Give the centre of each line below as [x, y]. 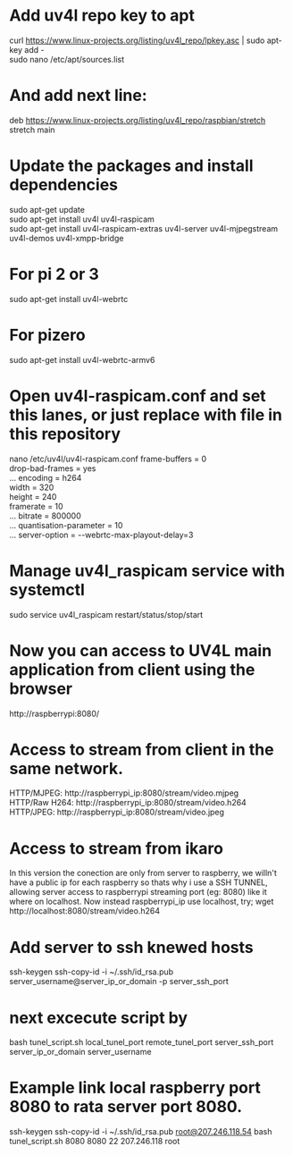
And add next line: [78, 96]
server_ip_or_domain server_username [80, 1052]
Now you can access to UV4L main [141, 650]
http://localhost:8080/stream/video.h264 [85, 911]
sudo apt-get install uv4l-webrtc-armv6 [82, 359]
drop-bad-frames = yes [53, 468]
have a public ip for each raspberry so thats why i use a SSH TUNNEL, [138, 882]
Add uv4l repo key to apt [102, 16]
